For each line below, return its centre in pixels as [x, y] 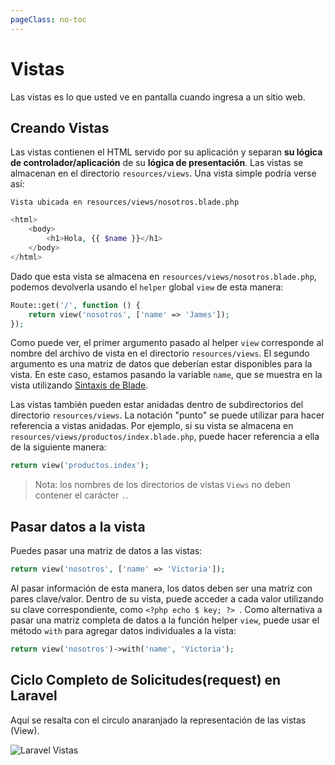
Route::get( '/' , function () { [75, 305]
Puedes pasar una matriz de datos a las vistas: [106, 551]
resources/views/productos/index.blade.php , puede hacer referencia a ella [165, 437]
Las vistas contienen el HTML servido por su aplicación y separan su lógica [166, 152]
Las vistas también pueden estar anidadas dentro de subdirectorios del [157, 405]
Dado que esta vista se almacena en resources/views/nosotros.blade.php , [163, 276]
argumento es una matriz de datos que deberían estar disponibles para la [161, 364]
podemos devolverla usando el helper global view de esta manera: [147, 287]
